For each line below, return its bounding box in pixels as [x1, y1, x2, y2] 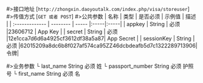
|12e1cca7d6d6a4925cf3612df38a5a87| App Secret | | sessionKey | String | [6, 35, 195, 42]
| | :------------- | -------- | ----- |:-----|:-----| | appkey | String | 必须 [6, 21, 181, 27]
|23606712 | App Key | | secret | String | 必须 [6, 28, 118, 35]
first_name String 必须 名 [18, 70, 81, 77]
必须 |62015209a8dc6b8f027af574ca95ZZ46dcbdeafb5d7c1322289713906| [6, 42, 198, 49]
